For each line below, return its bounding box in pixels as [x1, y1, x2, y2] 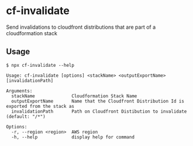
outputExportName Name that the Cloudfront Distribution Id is [11, 98, 184, 104]
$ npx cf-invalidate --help [6, 62, 75, 68]
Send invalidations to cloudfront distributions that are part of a [6, 23, 156, 30]
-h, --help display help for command [11, 134, 135, 140]
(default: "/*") [6, 113, 46, 120]
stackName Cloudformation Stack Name [11, 93, 137, 99]
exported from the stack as [6, 103, 75, 109]
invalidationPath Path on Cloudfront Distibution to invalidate [11, 108, 187, 114]
